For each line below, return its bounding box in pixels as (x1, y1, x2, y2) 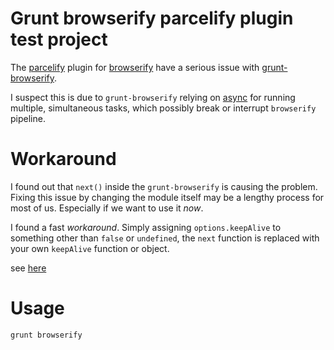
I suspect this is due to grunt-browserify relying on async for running (10, 91, 296, 103)
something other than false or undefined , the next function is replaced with (10, 232, 320, 244)
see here (10, 262, 47, 274)
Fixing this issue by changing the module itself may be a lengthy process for (10, 191, 325, 203)
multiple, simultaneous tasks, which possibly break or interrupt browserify (10, 102, 317, 114)
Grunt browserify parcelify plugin (10, 7, 294, 30)
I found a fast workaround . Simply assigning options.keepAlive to (10, 221, 282, 233)
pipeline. (10, 112, 46, 124)
